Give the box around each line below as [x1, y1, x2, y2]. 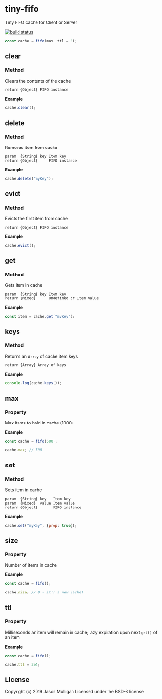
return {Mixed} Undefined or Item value [5, 296, 99, 301]
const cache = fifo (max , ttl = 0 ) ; [5, 38, 77, 43]
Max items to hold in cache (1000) [5, 420, 73, 426]
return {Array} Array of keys [5, 362, 67, 367]
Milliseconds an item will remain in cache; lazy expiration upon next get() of [5, 629, 158, 635]
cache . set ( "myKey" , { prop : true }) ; [5, 523, 77, 528]
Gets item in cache [5, 282, 43, 288]
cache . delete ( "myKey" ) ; [5, 176, 54, 181]
